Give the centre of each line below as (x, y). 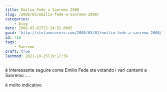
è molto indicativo (23, 85)
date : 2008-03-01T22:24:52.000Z (39, 28)
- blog (21, 24)
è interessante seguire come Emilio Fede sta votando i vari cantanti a (76, 70)
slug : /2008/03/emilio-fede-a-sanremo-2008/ (52, 14)
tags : (11, 42)
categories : (17, 19)
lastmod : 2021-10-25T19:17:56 (37, 56)
